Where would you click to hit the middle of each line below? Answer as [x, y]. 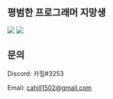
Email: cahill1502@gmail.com [49, 88]
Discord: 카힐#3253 [36, 74]
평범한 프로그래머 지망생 [56, 13]
